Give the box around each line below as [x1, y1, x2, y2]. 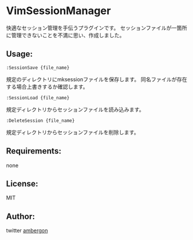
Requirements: [6, 146, 62, 156]
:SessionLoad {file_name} [6, 95, 69, 101]
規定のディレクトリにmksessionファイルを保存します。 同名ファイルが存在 [6, 75, 187, 83]
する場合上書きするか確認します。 [6, 83, 88, 90]
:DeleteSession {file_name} [6, 118, 75, 124]
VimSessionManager [6, 4, 111, 18]
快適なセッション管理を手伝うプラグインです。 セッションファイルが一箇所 [6, 24, 187, 31]
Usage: [6, 49, 34, 59]
